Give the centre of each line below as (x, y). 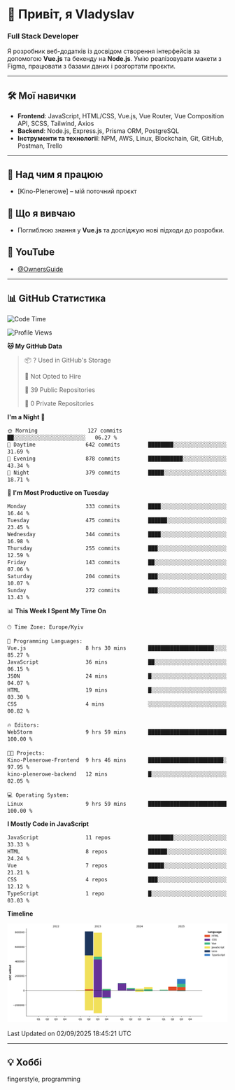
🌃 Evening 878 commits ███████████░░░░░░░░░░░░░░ (117, 459)
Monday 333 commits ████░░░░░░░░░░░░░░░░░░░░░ (117, 506)
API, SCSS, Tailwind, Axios (56, 124)
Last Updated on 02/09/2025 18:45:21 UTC (69, 1034)
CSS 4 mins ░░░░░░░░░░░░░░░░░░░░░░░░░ (117, 704)
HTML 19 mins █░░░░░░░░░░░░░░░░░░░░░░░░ (117, 690)
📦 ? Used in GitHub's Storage (68, 360)
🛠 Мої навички (42, 96)
